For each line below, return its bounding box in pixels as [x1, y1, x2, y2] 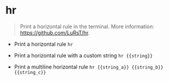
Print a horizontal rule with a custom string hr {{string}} [14, 52, 153, 59]
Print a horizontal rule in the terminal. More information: [19, 23, 154, 30]
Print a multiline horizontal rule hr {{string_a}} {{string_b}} [14, 63, 164, 70]
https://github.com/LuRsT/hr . [19, 29, 90, 36]
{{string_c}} [14, 69, 47, 75]
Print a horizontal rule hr [14, 41, 73, 48]
